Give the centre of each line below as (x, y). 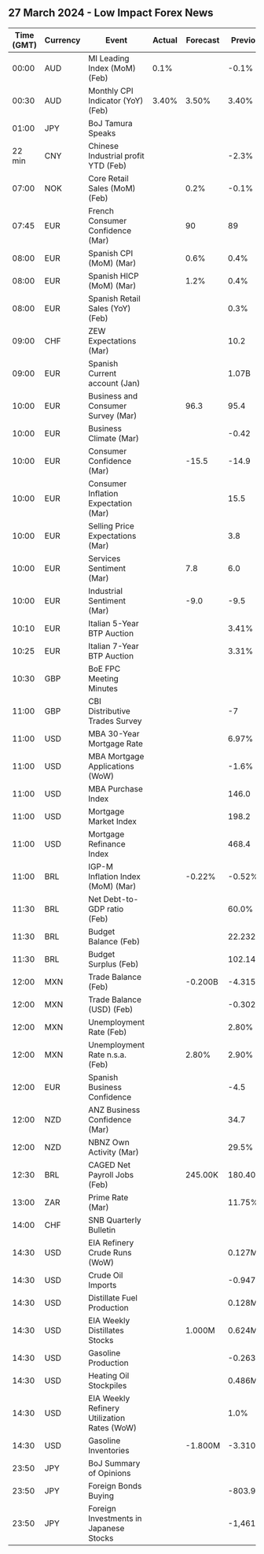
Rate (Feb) (107, 1032)
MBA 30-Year (114, 733)
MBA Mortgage (116, 756)
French (101, 210)
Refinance (106, 844)
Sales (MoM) (112, 188)
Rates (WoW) (112, 1427)
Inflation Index (114, 876)
